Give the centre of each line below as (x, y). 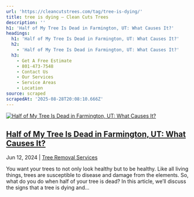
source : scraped (26, 94)
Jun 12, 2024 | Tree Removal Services (52, 158)
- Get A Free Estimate (44, 61)
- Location (30, 88)
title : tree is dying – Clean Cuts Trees (57, 17)
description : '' (26, 22)
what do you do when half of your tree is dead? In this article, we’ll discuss (96, 181)
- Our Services (35, 77)
